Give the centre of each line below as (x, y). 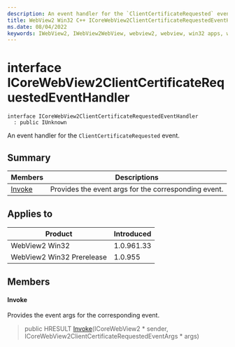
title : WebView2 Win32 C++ (47, 20)
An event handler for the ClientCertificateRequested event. (93, 136)
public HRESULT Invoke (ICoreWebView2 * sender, (96, 329)
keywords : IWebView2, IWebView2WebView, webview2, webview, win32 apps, (115, 33)
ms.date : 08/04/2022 (37, 27)
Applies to (30, 214)
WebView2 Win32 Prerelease (59, 257)
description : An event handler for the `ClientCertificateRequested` (111, 14)
